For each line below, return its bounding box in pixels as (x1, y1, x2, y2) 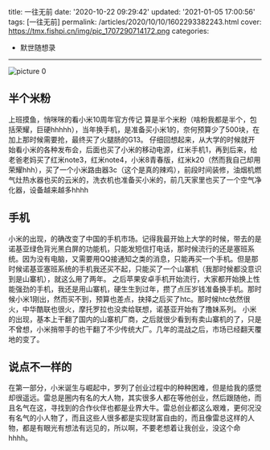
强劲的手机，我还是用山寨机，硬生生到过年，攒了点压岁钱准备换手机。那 (14, 284, 255, 294)
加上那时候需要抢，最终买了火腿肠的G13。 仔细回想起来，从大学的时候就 (8, 134, 248, 144)
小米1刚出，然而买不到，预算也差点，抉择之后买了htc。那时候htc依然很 (14, 294, 251, 303)
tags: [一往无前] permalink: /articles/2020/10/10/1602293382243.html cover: (8, 17, 262, 27)
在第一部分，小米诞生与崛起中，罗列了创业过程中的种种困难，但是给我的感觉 (8, 383, 262, 393)
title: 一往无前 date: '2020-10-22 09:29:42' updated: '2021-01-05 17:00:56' (8, 7, 256, 16)
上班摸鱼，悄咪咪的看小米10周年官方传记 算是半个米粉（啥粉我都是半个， (8, 114, 251, 124)
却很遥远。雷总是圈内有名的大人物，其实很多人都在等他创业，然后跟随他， (8, 393, 255, 403)
